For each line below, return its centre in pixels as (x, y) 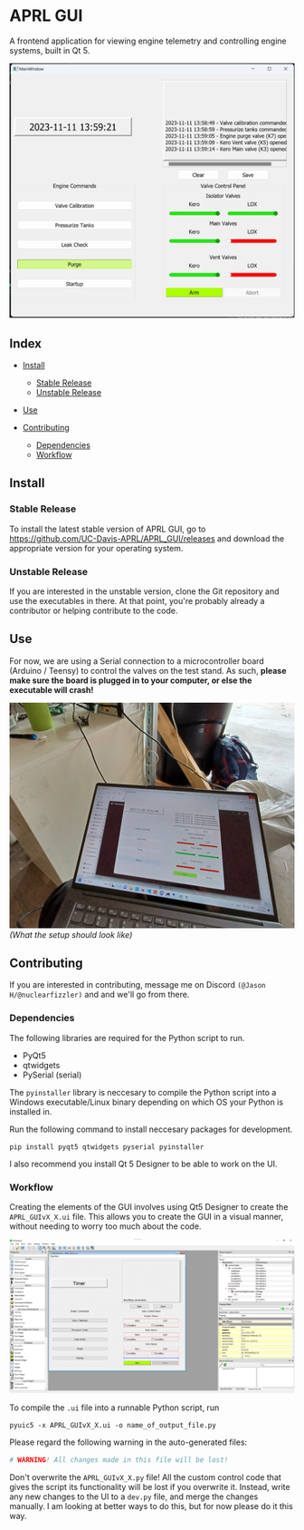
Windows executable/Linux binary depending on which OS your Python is (146, 1102)
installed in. (31, 1111)
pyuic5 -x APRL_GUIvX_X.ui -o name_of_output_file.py (113, 1426)
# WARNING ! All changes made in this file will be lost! (119, 1460)
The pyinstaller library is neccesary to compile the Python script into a (143, 1092)
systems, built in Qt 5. (50, 50)
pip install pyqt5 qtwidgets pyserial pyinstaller (107, 1147)
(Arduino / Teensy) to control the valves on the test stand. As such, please (148, 670)
